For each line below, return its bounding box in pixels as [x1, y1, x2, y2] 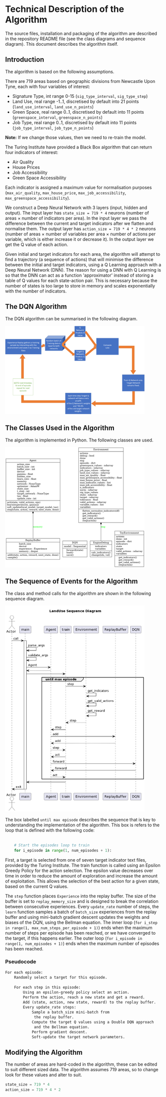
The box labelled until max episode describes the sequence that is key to [5, 817, 156, 823]
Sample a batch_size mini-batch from [31, 1010, 110, 1015]
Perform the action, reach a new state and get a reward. [23, 995, 145, 1000]
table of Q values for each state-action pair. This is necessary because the [5, 277, 158, 284]
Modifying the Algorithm [5, 1048, 83, 1056]
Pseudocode [5, 958, 36, 965]
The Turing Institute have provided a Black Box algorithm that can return [5, 144, 152, 150]
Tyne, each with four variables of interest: [5, 83, 90, 89]
